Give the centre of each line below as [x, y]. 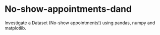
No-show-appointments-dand [68, 9]
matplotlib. [16, 28]
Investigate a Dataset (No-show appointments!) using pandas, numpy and [80, 23]
